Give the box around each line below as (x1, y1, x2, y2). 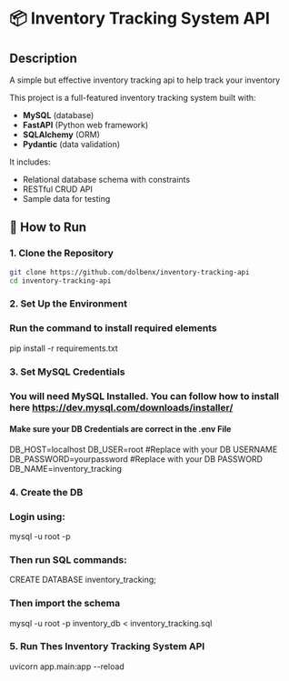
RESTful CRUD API (22, 184, 94, 195)
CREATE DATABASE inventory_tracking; (9, 575, 157, 586)
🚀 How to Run (9, 220, 87, 235)
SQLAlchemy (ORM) (22, 129, 100, 140)
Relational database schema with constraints (22, 175, 191, 185)
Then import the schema (9, 597, 121, 610)
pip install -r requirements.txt (9, 343, 118, 354)
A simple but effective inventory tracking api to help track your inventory (9, 75, 281, 85)
